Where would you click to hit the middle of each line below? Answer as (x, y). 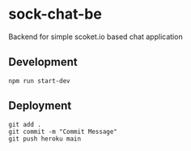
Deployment (40, 106)
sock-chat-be (55, 14)
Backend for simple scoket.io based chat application (96, 37)
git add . (25, 124)
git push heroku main (45, 139)
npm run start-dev (39, 81)
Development (43, 62)
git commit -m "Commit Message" (63, 132)
